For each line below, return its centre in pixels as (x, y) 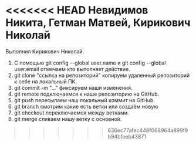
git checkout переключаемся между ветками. (71, 113)
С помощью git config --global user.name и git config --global (90, 63)
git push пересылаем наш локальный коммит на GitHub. (84, 100)
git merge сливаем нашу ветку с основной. (68, 119)
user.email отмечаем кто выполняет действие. (72, 69)
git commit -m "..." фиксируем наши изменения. (73, 87)
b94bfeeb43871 (127, 136)
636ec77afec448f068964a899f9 (148, 130)
